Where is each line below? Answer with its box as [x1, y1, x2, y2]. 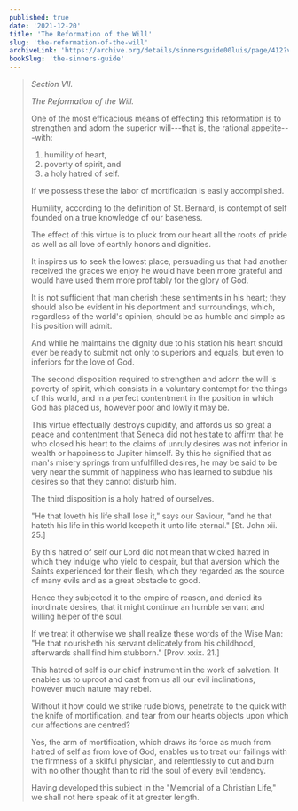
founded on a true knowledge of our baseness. [30, 213, 203, 222]
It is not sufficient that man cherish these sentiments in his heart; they [30, 293, 286, 302]
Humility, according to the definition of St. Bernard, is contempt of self [30, 203, 287, 213]
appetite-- [251, 123, 289, 133]
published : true [9, 12, 69, 22]
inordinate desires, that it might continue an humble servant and [30, 602, 265, 612]
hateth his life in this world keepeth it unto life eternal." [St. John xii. [30, 520, 278, 530]
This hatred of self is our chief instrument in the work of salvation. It [30, 664, 279, 675]
